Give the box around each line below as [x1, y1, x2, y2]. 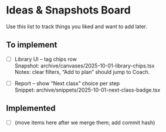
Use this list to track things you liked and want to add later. [6, 23, 148, 30]
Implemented [6, 103, 56, 113]
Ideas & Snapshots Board [6, 4, 131, 17]
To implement [6, 40, 57, 50]
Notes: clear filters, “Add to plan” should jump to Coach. [14, 68, 150, 75]
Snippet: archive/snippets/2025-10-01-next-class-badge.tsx [14, 86, 161, 93]
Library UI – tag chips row [14, 55, 77, 62]
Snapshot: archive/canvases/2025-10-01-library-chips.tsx [14, 62, 155, 69]
